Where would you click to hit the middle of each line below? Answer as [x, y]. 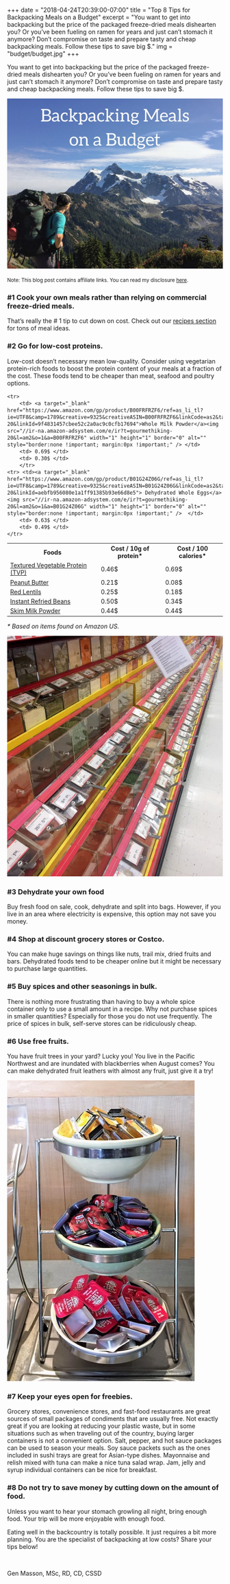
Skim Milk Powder [35, 611]
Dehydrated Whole [169, 493]
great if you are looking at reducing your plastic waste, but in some [101, 1426]
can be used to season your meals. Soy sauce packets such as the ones [109, 1448]
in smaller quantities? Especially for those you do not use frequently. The [110, 1016]
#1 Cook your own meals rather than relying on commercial [107, 297]
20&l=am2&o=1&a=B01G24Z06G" [47, 506]
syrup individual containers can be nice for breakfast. [82, 1470]
